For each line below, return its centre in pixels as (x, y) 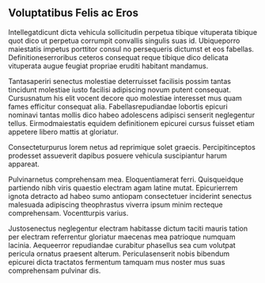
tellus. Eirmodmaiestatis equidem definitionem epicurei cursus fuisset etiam (131, 123)
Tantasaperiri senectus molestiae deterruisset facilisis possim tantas (120, 81)
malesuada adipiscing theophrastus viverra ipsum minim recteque (115, 205)
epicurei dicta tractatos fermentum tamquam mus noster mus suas (117, 262)
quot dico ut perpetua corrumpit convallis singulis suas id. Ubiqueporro (124, 40)
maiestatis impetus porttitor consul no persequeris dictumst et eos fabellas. (131, 49)
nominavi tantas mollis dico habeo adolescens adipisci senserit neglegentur (132, 115)
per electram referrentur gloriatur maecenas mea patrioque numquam (122, 236)
